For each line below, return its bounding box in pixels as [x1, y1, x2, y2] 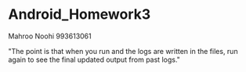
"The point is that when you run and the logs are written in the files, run [8, 46, 238, 56]
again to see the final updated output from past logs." [8, 55, 180, 64]
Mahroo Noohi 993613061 [8, 31, 92, 41]
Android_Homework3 [8, 5, 151, 23]
